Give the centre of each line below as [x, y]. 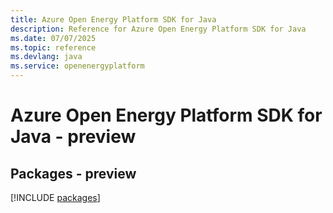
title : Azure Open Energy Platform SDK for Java [113, 19]
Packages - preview [73, 173]
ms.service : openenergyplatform [77, 66]
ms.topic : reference [53, 47]
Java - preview [73, 137]
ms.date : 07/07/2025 [53, 38]
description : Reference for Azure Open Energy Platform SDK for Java [158, 29]
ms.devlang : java [46, 57]
